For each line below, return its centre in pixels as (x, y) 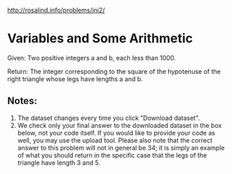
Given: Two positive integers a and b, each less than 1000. (91, 58)
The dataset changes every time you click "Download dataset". (109, 118)
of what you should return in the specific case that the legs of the (112, 155)
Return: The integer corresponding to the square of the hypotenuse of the (114, 71)
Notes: (22, 101)
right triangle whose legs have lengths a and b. (75, 79)
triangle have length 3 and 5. (59, 162)
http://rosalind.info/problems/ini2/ (56, 10)
